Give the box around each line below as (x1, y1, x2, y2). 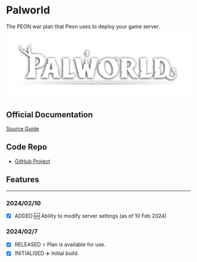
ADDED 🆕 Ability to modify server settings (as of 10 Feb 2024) (14, 212, 167, 219)
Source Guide (6, 125, 39, 132)
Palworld (6, 4, 50, 17)
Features (6, 175, 39, 185)
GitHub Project (14, 158, 50, 165)
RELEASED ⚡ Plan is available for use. (14, 241, 106, 248)
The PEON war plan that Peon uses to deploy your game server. (6, 23, 160, 30)
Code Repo (6, 142, 47, 152)
